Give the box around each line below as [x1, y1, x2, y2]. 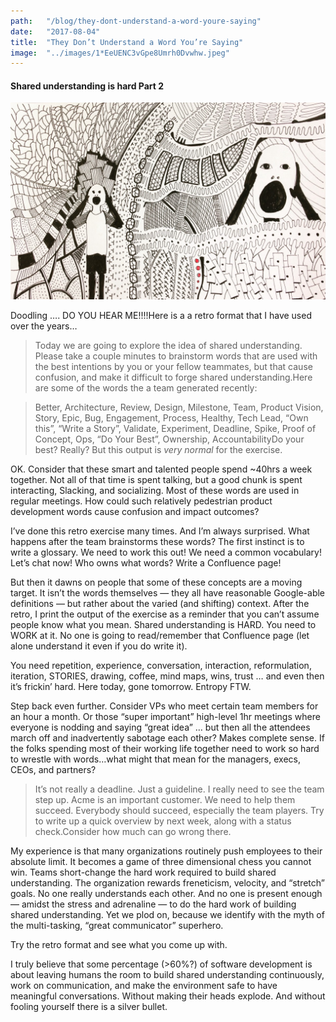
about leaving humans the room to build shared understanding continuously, [10, 969, 325, 981]
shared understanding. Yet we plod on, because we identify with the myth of [10, 909, 325, 921]
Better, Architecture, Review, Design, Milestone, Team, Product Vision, [34, 401, 324, 414]
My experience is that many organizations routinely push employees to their [10, 845, 323, 857]
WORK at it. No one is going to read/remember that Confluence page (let [10, 630, 310, 642]
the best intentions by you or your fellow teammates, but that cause [34, 361, 313, 373]
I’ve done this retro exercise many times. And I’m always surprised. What [10, 525, 310, 537]
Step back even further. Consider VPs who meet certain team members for [10, 700, 319, 712]
